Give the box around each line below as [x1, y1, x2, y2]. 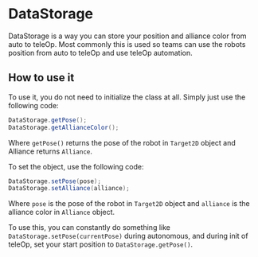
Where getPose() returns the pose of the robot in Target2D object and [8, 138, 236, 147]
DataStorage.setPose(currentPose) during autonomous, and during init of [8, 232, 248, 241]
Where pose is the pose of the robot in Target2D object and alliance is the [8, 199, 250, 208]
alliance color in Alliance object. [8, 208, 115, 217]
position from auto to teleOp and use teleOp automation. [8, 48, 193, 57]
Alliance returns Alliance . [8, 146, 93, 156]
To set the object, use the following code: [8, 162, 144, 171]
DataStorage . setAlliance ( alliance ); [8, 185, 130, 193]
